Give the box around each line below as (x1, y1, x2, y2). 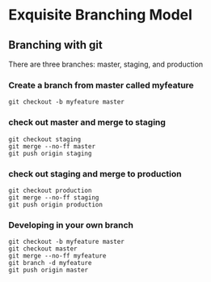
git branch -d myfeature (8, 259, 92, 267)
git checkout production (8, 186, 92, 194)
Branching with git (8, 38, 103, 52)
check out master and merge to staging (8, 117, 166, 128)
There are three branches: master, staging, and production (8, 59, 204, 69)
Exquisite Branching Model (8, 6, 192, 24)
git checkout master (8, 245, 78, 253)
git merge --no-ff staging (8, 193, 99, 202)
